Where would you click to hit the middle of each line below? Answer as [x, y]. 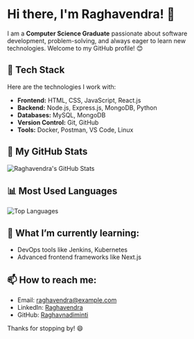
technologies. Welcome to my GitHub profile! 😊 [75, 48]
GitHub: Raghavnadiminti [53, 315]
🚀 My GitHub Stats [47, 152]
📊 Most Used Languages [62, 191]
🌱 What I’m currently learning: [73, 233]
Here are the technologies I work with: [62, 87]
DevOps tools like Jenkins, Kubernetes [72, 250]
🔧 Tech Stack [36, 70]
